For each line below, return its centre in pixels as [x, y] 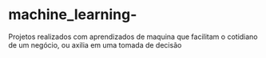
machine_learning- [73, 15]
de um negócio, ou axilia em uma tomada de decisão [95, 44]
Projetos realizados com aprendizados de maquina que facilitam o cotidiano [133, 37]
